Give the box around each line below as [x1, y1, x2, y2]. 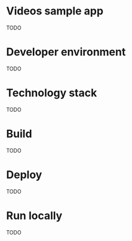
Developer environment [6, 45, 126, 59]
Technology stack [6, 86, 97, 100]
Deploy [6, 168, 42, 182]
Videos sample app [6, 4, 103, 18]
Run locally [6, 209, 63, 222]
